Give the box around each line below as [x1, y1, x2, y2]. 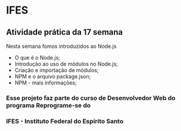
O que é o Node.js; [14, 54, 61, 61]
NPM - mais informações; [14, 79, 77, 86]
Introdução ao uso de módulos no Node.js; [14, 60, 118, 67]
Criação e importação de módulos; [14, 67, 99, 74]
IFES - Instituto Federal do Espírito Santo [6, 117, 123, 125]
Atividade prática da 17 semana [6, 27, 123, 37]
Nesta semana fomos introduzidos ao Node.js [6, 42, 117, 50]
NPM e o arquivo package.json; [14, 73, 91, 80]
